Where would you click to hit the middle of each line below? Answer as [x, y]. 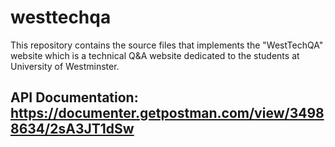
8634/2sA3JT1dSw [72, 129]
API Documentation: [74, 97]
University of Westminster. [65, 66]
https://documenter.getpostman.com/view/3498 [167, 113]
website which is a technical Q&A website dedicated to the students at [155, 55]
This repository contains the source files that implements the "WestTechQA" [167, 45]
